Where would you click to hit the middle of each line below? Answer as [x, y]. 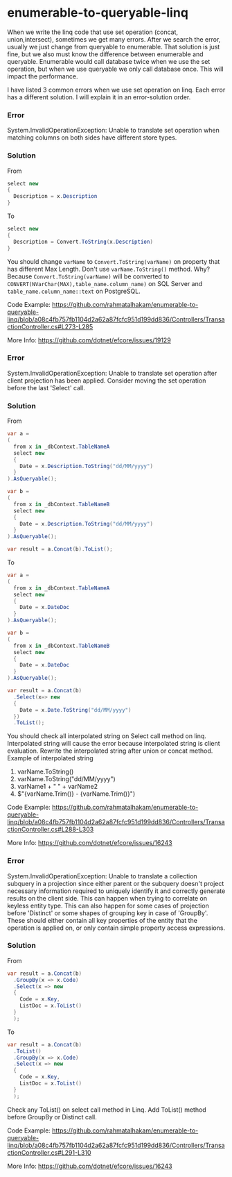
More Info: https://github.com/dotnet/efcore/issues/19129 [89, 340]
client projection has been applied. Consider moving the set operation [107, 381]
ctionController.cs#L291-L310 [49, 1152]
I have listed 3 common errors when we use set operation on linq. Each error [116, 90]
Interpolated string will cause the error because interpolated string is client [114, 744]
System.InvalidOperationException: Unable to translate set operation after [112, 373]
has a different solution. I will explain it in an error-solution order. [99, 97]
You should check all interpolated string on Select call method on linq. [107, 736]
